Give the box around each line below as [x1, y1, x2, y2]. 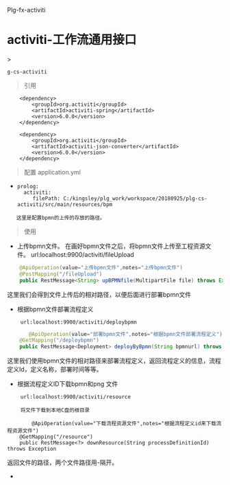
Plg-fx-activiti [7, 6, 46, 14]
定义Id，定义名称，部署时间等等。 [7, 365, 103, 374]
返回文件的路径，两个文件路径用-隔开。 [7, 458, 118, 466]
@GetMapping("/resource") [19, 433, 94, 440]
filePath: [32, 195, 61, 202]
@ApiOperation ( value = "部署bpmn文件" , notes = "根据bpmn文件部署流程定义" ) [28, 330, 223, 337]
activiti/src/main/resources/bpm [16, 201, 113, 208]
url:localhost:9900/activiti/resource [20, 394, 131, 401]
